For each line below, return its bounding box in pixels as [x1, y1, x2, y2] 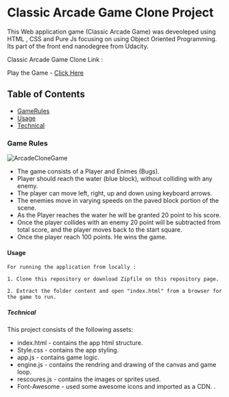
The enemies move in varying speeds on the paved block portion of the [16, 197, 219, 205]
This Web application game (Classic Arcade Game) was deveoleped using [7, 27, 216, 36]
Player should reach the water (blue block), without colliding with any [16, 175, 213, 183]
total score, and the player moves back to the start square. [16, 226, 183, 234]
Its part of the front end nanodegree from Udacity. [7, 42, 149, 50]
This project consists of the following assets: [7, 326, 134, 334]
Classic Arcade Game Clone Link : [7, 55, 104, 63]
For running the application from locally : [7, 264, 136, 271]
